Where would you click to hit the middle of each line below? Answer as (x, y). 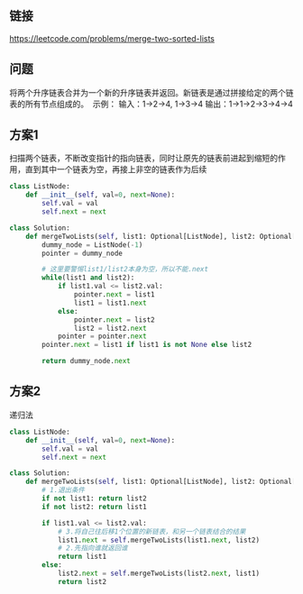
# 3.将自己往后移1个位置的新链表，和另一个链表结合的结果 (151, 531)
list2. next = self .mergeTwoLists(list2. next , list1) (158, 573)
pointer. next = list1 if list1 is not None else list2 (147, 345)
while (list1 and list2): (88, 278)
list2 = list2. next (110, 328)
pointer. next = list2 (114, 320)
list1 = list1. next (110, 303)
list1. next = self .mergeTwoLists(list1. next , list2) (158, 540)
